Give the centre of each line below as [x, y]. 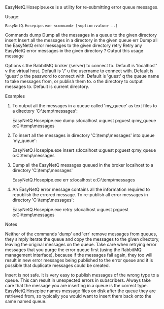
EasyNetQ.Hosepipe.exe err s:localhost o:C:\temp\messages [74, 180]
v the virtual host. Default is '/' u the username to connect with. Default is [79, 71]
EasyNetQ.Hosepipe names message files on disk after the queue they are [81, 291]
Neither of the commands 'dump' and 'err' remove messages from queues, [81, 234]
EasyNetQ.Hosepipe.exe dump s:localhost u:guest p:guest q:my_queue [84, 120]
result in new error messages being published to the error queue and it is [79, 260]
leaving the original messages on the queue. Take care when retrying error [81, 244]
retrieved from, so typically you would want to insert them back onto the [78, 296]
